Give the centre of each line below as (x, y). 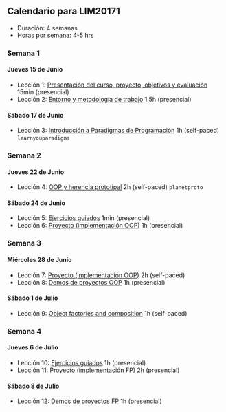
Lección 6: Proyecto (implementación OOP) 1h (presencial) (100, 226)
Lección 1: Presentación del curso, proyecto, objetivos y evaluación (112, 85)
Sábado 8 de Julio (33, 386)
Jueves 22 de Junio (36, 172)
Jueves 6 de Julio (33, 347)
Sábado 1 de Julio (33, 298)
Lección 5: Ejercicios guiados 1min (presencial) (83, 218)
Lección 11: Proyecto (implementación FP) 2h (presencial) (98, 370)
